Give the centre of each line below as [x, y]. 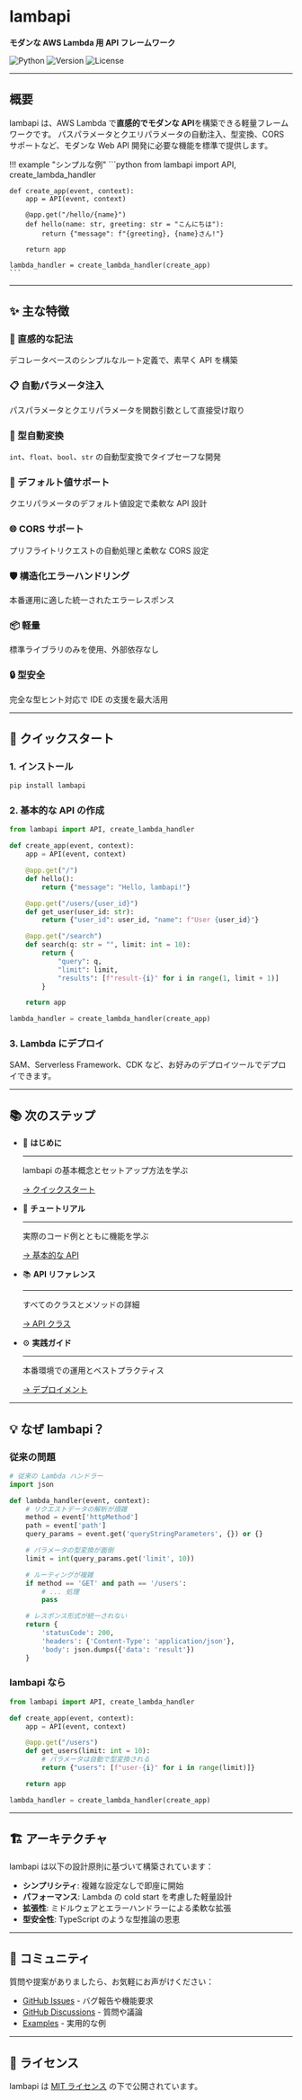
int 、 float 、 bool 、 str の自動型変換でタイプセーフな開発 [115, 457]
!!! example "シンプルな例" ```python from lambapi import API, [123, 165]
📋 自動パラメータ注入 [57, 386]
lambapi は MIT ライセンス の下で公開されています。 [106, 2087]
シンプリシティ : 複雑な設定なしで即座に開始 [103, 1885]
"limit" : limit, [88, 970]
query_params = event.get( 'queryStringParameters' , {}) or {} [144, 1535]
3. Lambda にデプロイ [57, 1044]
